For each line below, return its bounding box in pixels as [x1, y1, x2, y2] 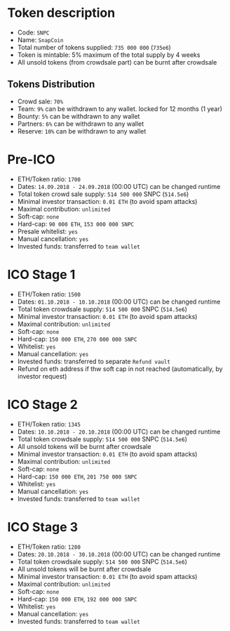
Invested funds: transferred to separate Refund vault [17, 357, 170, 365]
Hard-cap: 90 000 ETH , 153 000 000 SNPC [17, 219, 135, 228]
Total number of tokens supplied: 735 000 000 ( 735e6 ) [17, 43, 172, 51]
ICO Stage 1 [7, 266, 76, 282]
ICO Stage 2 [7, 396, 79, 412]
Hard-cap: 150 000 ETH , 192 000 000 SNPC [17, 594, 137, 603]
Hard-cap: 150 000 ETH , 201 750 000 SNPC [17, 472, 137, 481]
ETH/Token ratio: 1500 [17, 290, 81, 298]
